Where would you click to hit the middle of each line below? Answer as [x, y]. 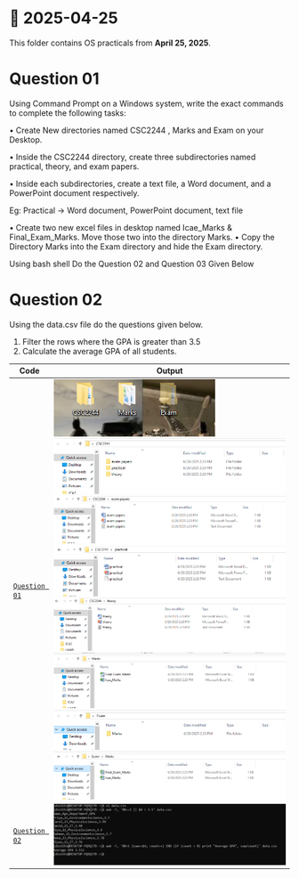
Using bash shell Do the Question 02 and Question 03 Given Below [132, 264]
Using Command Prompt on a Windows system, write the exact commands [146, 103]
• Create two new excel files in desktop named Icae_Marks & [121, 227]
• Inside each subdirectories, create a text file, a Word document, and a [140, 183]
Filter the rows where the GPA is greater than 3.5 [111, 341]
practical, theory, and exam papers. [74, 166]
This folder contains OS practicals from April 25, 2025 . [110, 43]
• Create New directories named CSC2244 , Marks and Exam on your [137, 130]
